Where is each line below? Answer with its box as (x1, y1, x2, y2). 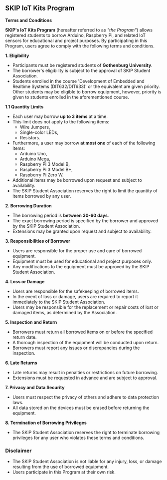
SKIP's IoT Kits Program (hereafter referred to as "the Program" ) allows (5, 27, 153, 33)
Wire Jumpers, (19, 124, 50, 130)
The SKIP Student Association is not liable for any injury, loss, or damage (12, 459, 162, 465)
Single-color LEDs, (19, 129, 59, 135)
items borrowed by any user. (12, 193, 71, 199)
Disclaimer (5, 447, 32, 454)
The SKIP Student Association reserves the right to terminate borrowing (12, 429, 160, 435)
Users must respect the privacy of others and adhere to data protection (12, 394, 160, 400)
